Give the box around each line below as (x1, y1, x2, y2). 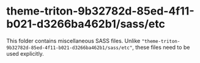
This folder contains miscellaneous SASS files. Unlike (6, 37, 141, 44)
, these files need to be (132, 44, 190, 51)
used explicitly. (6, 50, 44, 57)
